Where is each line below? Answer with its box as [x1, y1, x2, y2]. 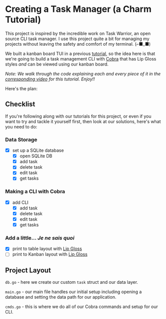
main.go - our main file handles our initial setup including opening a [5, 289, 142, 295]
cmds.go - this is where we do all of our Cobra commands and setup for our [5, 304, 159, 310]
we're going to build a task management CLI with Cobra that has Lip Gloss [5, 56, 157, 62]
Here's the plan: [5, 85, 38, 91]
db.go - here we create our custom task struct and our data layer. [5, 279, 138, 285]
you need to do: [5, 124, 38, 129]
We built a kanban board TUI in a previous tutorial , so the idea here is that [5, 51, 155, 57]
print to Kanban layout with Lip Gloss [12, 252, 88, 257]
